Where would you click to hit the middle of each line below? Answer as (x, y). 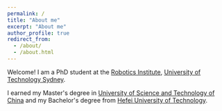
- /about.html (34, 53)
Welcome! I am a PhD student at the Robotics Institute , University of (104, 72)
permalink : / (26, 14)
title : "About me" (34, 20)
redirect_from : (29, 40)
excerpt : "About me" (37, 26)
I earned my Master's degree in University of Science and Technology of (111, 93)
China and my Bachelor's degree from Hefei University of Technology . (108, 100)
